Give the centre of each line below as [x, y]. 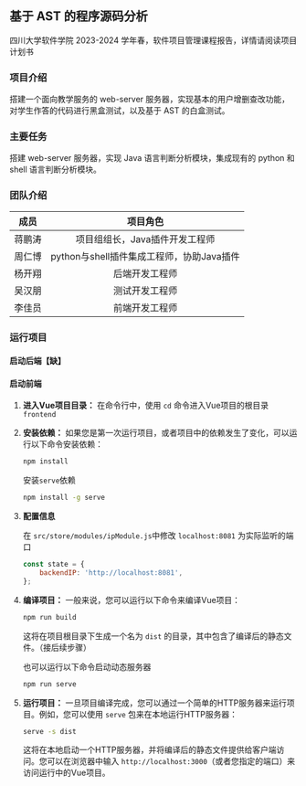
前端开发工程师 [145, 307]
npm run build [49, 617]
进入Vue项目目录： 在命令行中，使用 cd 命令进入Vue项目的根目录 [146, 406]
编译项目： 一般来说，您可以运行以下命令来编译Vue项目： [131, 600]
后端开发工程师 [145, 273]
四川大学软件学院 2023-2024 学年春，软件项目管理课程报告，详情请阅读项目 [153, 40]
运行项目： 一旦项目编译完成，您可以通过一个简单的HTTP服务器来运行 [155, 703]
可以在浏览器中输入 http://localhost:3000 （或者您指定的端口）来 [171, 761]
